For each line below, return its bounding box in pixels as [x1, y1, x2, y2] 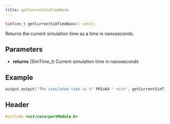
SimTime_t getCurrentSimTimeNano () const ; [5, 21, 96, 26]
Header [5, 101, 29, 109]
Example [5, 73, 33, 81]
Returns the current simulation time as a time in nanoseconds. [5, 30, 135, 36]
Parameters [5, 45, 43, 54]
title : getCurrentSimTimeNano [5, 7, 69, 13]
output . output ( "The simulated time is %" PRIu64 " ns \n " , [5, 87, 130, 92]
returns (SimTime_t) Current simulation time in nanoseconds [12, 59, 139, 65]
